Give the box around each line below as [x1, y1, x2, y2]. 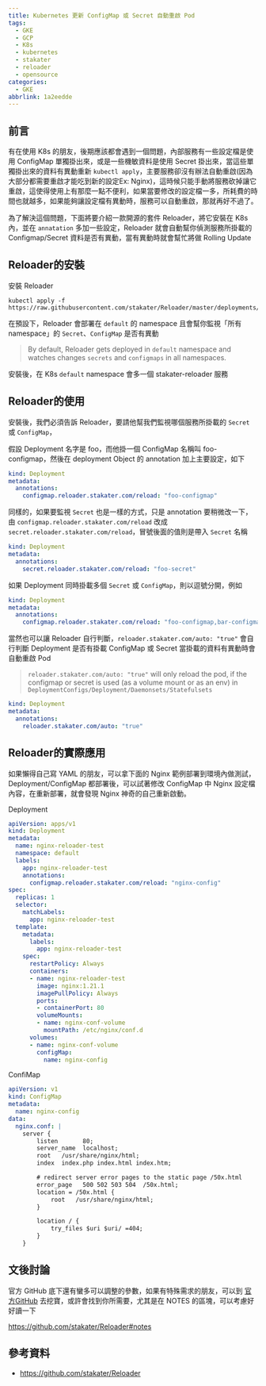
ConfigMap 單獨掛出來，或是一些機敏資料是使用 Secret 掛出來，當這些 [17, 156, 247, 167]
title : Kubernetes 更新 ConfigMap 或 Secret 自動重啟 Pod [8, 11, 196, 20]
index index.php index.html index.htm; [36, 1159, 172, 1167]
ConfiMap [8, 1070, 41, 1080]
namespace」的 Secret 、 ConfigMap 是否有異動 [8, 328, 159, 338]
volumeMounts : [36, 1012, 83, 1019]
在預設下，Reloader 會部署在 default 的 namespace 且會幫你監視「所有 [8, 318, 242, 328]
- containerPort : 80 [36, 1004, 104, 1012]
